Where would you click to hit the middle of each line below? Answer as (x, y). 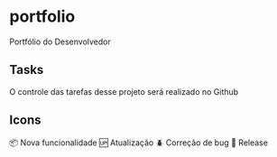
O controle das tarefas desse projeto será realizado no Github (124, 91)
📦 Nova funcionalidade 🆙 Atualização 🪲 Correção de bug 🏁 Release (139, 143)
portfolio (42, 17)
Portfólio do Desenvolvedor (60, 42)
